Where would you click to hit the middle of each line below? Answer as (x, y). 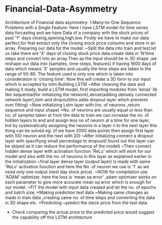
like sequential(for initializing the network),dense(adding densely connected (81, 94)
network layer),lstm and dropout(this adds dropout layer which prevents (77, 99)
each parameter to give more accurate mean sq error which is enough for (78, 182)
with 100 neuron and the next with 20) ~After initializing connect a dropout (79, 136)
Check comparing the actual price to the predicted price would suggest (83, 212)
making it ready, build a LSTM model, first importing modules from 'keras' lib (81, 89)
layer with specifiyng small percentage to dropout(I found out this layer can (80, 141)
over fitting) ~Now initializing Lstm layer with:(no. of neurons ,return (73, 105)
